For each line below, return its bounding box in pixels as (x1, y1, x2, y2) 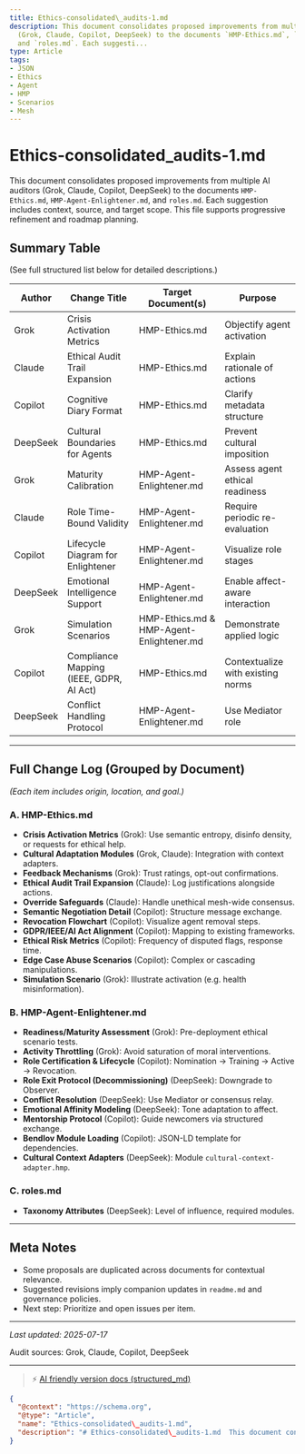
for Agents (66, 448, 113, 460)
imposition (224, 448, 270, 460)
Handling (66, 710, 106, 722)
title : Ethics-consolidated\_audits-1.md (9, 13, 169, 23)
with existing (224, 667, 279, 679)
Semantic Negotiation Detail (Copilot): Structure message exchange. (22, 906, 283, 917)
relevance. (22, 1273, 63, 1285)
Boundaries (66, 437, 116, 449)
